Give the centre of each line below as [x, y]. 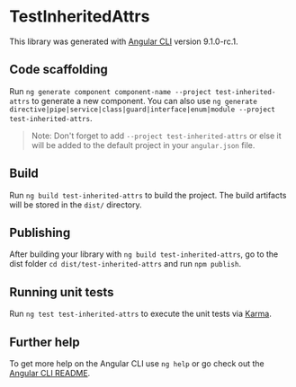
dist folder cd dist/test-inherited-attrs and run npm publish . [125, 264]
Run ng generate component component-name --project [110, 91]
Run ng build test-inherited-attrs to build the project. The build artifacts [148, 195]
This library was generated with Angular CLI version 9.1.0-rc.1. [124, 41]
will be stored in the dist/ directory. [76, 205]
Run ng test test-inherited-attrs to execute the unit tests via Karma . [140, 314]
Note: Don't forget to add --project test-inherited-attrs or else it [156, 136]
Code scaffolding [58, 70]
